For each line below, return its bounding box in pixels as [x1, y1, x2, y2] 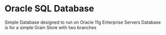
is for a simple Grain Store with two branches [4, 24, 97, 30]
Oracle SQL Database [4, 3, 95, 14]
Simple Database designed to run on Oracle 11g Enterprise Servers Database [4, 19, 161, 25]
